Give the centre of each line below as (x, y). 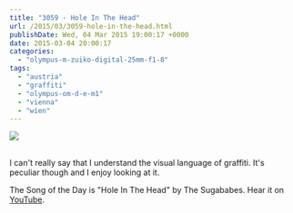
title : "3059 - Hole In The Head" (75, 18)
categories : (32, 52)
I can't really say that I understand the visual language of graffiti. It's (137, 163)
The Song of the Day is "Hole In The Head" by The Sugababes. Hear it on (147, 190)
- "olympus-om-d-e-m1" (61, 93)
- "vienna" (38, 102)
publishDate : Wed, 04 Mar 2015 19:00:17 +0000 (99, 34)
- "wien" (34, 111)
